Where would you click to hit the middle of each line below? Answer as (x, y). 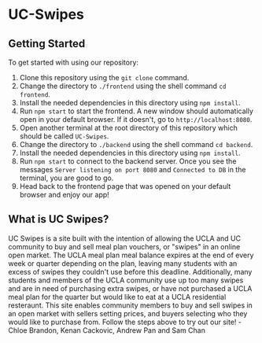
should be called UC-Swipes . (64, 136)
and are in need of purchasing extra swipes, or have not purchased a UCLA (130, 288)
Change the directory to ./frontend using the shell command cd (123, 86)
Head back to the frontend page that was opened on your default (125, 186)
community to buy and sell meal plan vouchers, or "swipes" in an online (124, 246)
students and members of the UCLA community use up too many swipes (126, 280)
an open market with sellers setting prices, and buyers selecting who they (128, 313)
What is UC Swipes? (59, 219)
